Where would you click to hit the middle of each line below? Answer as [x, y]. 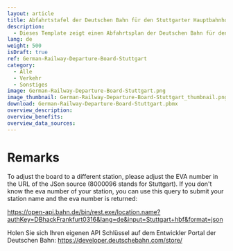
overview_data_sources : [42, 123]
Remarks [34, 157]
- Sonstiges [31, 85]
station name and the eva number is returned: [72, 199]
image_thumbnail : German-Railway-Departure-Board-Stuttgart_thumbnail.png [118, 98]
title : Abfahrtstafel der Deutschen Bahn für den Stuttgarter [99, 20]
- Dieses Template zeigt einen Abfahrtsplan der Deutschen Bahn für [114, 33]
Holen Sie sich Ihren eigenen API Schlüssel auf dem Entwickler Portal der [112, 233]
